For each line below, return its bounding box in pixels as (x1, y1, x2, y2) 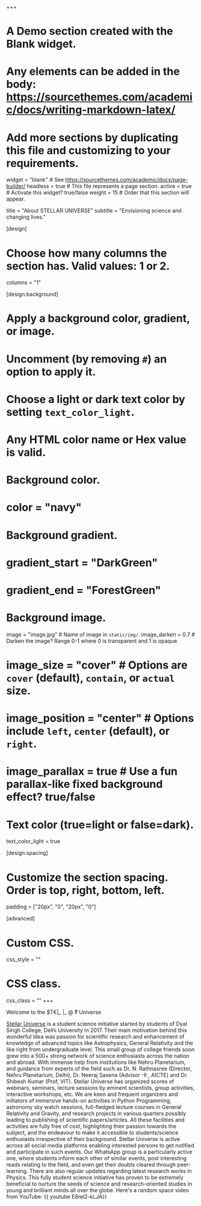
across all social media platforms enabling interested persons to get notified (6, 1142, 194, 1149)
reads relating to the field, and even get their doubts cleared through (6, 1161, 176, 1169)
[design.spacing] (6, 849, 48, 857)
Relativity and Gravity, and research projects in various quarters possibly (6, 1110, 187, 1117)
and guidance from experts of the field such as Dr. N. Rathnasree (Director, (6, 1065, 192, 1072)
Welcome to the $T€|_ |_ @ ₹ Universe (6, 1008, 101, 1016)
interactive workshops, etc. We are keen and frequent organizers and (6, 1091, 178, 1098)
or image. (6, 325, 55, 338)
